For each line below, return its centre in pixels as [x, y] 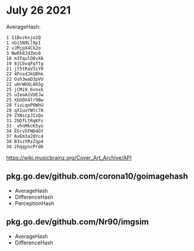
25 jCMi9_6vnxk [25, 90]
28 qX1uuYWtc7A [25, 110]
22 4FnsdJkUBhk [25, 74]
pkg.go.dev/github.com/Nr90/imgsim [78, 222]
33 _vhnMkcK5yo [25, 126]
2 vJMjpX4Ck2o [24, 48]
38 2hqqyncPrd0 [25, 147]
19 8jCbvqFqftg [25, 63]
